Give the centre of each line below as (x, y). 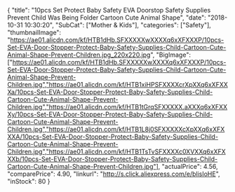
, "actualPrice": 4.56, (188, 166)
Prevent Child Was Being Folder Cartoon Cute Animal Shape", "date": (107, 18)
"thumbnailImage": (34, 32)
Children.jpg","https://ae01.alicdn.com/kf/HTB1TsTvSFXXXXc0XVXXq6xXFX (116, 151)
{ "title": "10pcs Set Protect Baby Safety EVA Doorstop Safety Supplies (109, 10)
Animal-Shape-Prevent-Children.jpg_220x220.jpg (79, 55)
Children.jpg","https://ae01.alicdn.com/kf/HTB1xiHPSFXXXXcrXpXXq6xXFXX (117, 84)
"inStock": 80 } (29, 181)
